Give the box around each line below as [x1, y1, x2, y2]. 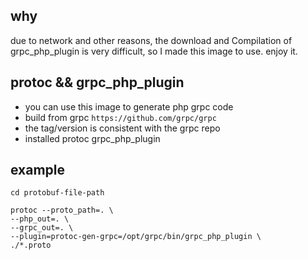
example [10, 162, 66, 179]
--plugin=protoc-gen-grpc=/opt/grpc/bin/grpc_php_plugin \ [10, 232, 262, 242]
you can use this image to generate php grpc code [24, 100, 234, 113]
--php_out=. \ [10, 214, 70, 224]
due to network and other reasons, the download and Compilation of [10, 34, 293, 46]
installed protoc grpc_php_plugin [24, 132, 161, 144]
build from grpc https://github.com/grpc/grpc [24, 111, 217, 123]
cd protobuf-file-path [10, 188, 105, 198]
